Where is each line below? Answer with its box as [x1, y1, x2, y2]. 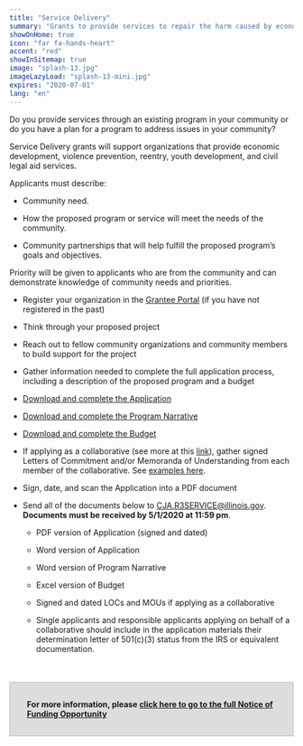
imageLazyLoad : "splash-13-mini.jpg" [9, 72, 151, 81]
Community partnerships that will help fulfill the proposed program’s [22, 240, 276, 250]
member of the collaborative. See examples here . [22, 465, 206, 476]
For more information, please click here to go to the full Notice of [26, 698, 273, 710]
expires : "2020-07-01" [9, 80, 95, 90]
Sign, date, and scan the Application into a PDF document [22, 482, 237, 493]
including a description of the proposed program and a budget [22, 375, 255, 386]
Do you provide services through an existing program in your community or [9, 114, 289, 125]
